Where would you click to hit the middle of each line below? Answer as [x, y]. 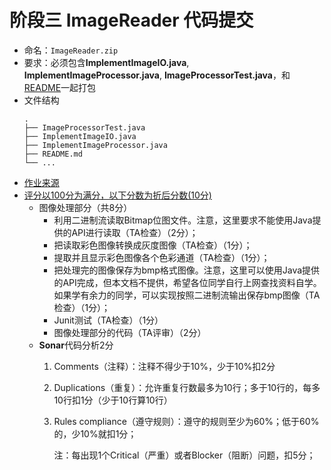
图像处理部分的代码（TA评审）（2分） [130, 332]
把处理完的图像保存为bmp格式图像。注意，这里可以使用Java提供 [187, 270]
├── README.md [53, 154]
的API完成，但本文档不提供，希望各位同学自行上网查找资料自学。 [187, 282]
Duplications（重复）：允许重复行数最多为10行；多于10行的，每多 [187, 387]
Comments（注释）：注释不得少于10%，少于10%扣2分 [164, 366]
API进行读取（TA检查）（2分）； [135, 232]
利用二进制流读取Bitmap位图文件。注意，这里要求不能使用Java [183, 220]
